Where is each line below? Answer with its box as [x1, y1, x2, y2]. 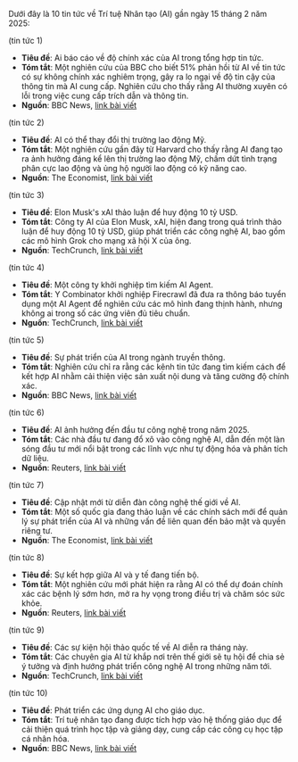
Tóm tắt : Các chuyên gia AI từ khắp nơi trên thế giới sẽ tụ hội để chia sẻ [21, 651, 285, 662]
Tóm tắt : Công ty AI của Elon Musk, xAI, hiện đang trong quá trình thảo [21, 217, 282, 227]
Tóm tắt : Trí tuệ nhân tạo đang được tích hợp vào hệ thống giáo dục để [21, 715, 283, 725]
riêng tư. [21, 526, 53, 535]
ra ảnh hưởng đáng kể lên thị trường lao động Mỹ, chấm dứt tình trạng [21, 153, 277, 164]
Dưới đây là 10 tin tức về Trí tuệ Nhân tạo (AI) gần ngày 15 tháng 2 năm [8, 9, 268, 19]
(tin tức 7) [8, 480, 45, 490]
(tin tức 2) [8, 117, 46, 128]
